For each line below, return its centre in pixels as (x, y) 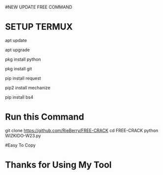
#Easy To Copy (20, 145)
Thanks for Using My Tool (58, 165)
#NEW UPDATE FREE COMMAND (39, 7)
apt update (16, 40)
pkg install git (19, 68)
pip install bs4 (19, 97)
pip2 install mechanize (28, 87)
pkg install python (23, 59)
